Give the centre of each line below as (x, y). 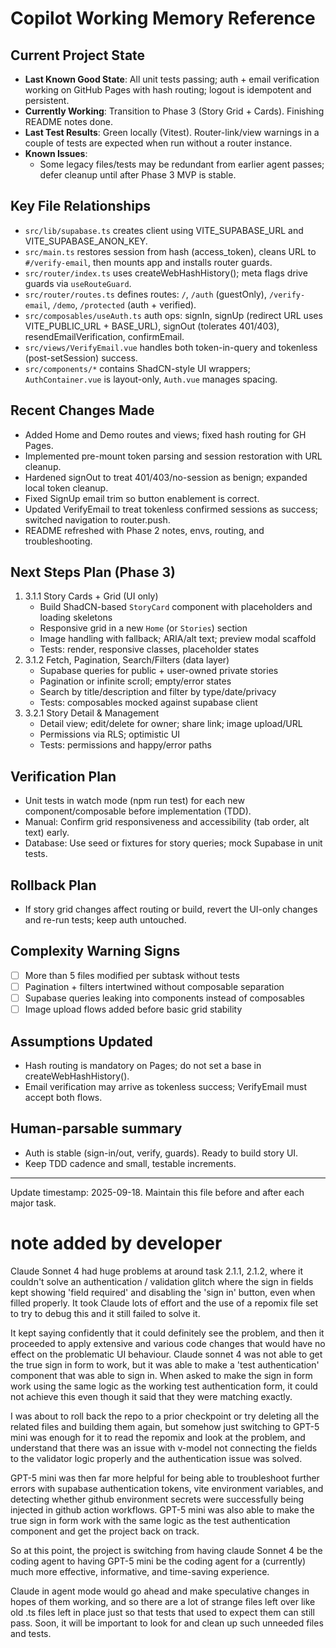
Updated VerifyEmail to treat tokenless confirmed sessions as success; (171, 509)
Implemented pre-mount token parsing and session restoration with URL (173, 456)
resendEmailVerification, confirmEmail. (104, 336)
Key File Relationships (80, 206)
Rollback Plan (53, 885)
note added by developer (116, 1243)
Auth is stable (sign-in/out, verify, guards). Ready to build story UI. (161, 1153)
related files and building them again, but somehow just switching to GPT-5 (165, 1426)
